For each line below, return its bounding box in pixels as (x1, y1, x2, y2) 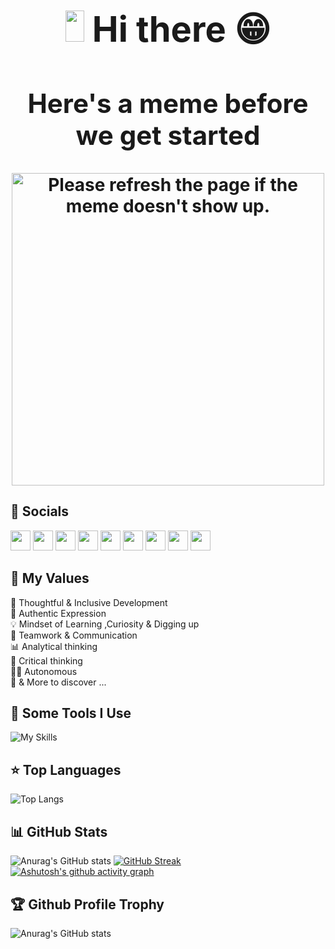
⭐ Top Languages (10, 761, 122, 778)
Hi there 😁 (91, 8, 272, 52)
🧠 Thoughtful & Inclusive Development (10, 596, 168, 608)
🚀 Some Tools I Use (10, 705, 132, 722)
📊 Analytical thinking (10, 640, 98, 652)
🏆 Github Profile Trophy (10, 896, 165, 913)
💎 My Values (10, 570, 90, 587)
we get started (75, 119, 261, 152)
